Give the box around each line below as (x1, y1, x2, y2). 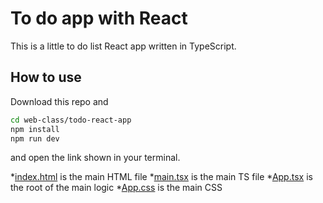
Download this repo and (10, 95, 109, 107)
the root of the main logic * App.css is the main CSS (10, 182, 223, 194)
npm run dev (10, 133, 60, 144)
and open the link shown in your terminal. (10, 152, 181, 164)
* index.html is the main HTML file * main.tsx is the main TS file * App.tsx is (10, 171, 313, 183)
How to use (10, 69, 82, 86)
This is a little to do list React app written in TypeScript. (10, 40, 237, 52)
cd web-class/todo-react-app (10, 115, 132, 125)
